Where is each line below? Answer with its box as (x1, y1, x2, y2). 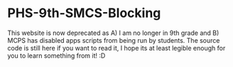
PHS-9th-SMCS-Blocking (7, 5, 161, 21)
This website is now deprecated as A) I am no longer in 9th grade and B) (7, 29, 220, 37)
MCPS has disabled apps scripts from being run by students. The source (7, 36, 220, 44)
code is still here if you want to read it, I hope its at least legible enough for (7, 43, 226, 52)
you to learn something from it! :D (7, 51, 106, 60)
